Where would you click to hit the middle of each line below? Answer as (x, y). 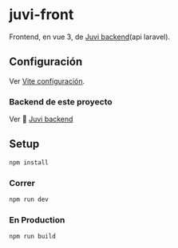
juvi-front (42, 15)
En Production (37, 219)
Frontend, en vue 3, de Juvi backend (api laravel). (90, 37)
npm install (29, 162)
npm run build (33, 237)
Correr (22, 183)
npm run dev (29, 200)
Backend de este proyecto (61, 101)
